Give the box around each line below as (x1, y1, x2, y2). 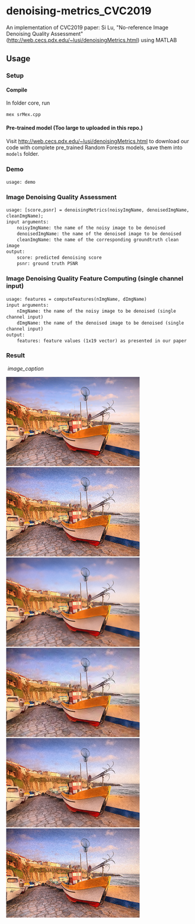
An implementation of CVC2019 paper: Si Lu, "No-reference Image (6, 24, 169, 31)
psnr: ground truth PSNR (17, 260, 78, 267)
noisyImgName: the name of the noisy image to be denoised (17, 225, 166, 231)
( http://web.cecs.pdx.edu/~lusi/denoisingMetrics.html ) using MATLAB (6, 36, 177, 43)
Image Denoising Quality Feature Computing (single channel (6, 275, 184, 283)
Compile (6, 86, 28, 93)
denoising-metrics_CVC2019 (6, 4, 152, 18)
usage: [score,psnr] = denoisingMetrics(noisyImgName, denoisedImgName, (6, 207, 190, 213)
